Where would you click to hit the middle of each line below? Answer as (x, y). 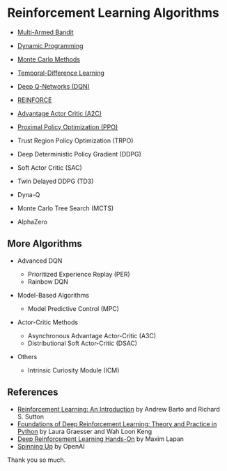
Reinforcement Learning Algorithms (113, 13)
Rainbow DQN (48, 282)
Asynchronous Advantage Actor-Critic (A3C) (92, 335)
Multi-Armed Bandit (46, 32)
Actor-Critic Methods (48, 322)
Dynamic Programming (50, 45)
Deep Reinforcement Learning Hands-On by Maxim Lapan (101, 439)
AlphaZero (32, 222)
